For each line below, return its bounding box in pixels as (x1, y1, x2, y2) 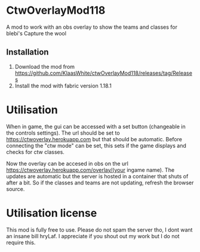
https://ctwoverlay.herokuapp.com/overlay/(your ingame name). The (6, 166, 175, 174)
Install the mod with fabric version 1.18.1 (14, 82, 112, 89)
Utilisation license (6, 206, 97, 220)
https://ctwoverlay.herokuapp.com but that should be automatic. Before (6, 135, 182, 142)
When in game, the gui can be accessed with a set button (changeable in (6, 123, 186, 130)
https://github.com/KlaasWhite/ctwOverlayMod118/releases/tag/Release (14, 69, 193, 77)
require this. (6, 239, 36, 246)
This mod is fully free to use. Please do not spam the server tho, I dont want (6, 226, 193, 233)
